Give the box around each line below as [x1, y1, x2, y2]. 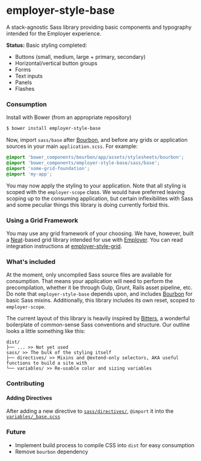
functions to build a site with [6, 360, 87, 367]
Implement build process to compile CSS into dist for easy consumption [14, 441, 194, 448]
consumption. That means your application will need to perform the [6, 278, 173, 285]
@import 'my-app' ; [6, 171, 52, 177]
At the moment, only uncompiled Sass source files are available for [6, 271, 172, 278]
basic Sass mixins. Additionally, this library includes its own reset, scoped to [6, 297, 195, 304]
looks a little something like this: [6, 328, 85, 335]
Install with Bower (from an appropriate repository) [6, 114, 132, 121]
